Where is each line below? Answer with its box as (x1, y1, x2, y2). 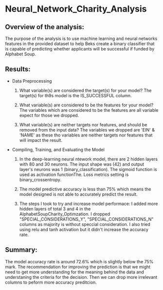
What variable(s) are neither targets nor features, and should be (19, 121, 147, 127)
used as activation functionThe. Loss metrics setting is (19, 171, 129, 177)
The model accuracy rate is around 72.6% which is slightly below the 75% (5, 258, 154, 264)
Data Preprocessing (12, 78, 52, 84)
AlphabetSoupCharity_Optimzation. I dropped (19, 211, 110, 217)
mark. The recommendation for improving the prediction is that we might (5, 264, 151, 270)
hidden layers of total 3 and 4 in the (19, 205, 91, 212)
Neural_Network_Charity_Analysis (5, 3, 147, 15)
